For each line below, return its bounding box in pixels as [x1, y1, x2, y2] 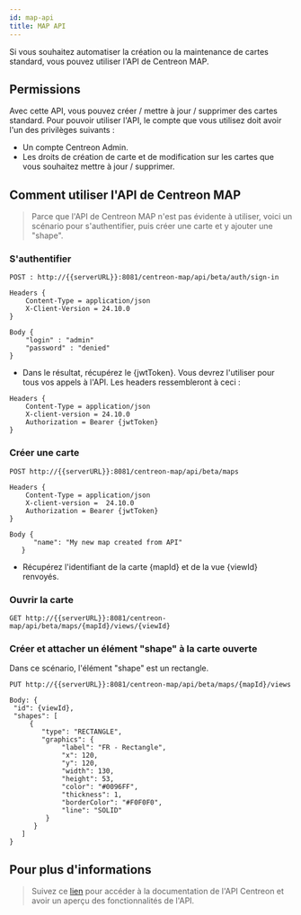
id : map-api [9, 13, 54, 22]
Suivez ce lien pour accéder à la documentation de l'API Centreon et [31, 886, 285, 897]
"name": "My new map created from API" [32, 537, 182, 546]
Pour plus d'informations [9, 862, 152, 877]
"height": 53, [61, 775, 115, 784]
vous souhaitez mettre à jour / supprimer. [22, 161, 175, 172]
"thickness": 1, [61, 790, 123, 800]
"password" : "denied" [25, 343, 111, 353]
